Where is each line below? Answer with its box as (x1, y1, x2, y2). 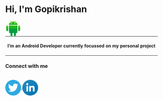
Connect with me (5, 63, 48, 70)
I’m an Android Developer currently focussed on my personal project (7, 43, 155, 49)
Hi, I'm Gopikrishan (5, 4, 87, 15)
